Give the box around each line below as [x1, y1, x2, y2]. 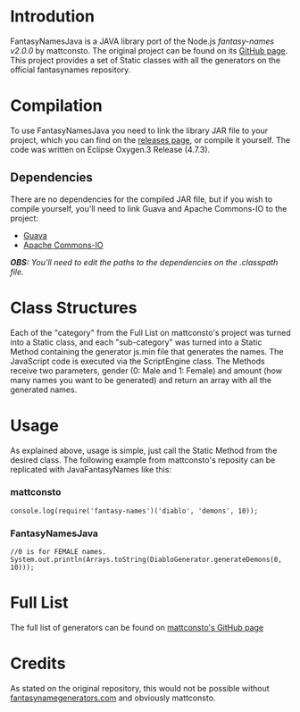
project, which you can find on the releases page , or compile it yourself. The [10, 134, 291, 145]
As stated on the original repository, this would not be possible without [10, 683, 271, 694]
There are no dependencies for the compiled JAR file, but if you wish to [10, 194, 273, 205]
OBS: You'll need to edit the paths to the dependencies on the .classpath [10, 256, 279, 267]
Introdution [10, 6, 95, 27]
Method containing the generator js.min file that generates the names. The [10, 346, 284, 356]
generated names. [10, 384, 78, 395]
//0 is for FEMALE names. [10, 548, 106, 557]
